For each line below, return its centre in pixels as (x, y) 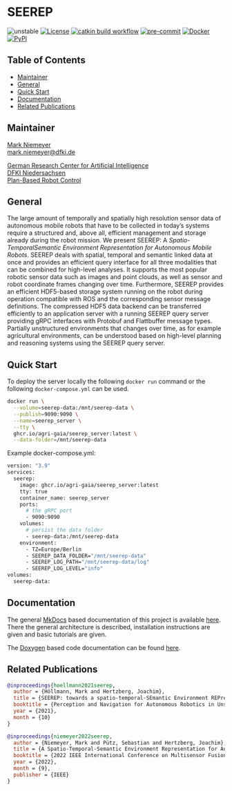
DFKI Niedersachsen (36, 173)
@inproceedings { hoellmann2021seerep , (61, 685)
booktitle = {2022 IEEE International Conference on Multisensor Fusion (120, 756)
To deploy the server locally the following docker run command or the (106, 381)
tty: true (34, 491)
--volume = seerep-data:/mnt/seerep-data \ (74, 408)
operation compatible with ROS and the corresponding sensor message (109, 299)
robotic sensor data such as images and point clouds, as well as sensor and (115, 277)
